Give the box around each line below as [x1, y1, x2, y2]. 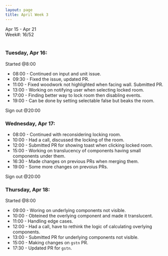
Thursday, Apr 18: [5, 186, 50, 193]
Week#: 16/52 [5, 31, 34, 37]
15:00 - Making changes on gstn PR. [12, 240, 89, 246]
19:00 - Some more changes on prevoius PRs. [12, 164, 108, 170]
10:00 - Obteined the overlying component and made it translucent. [12, 213, 153, 219]
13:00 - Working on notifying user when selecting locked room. [12, 87, 144, 93]
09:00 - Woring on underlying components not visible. [12, 207, 126, 214]
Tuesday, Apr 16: [5, 49, 48, 56]
